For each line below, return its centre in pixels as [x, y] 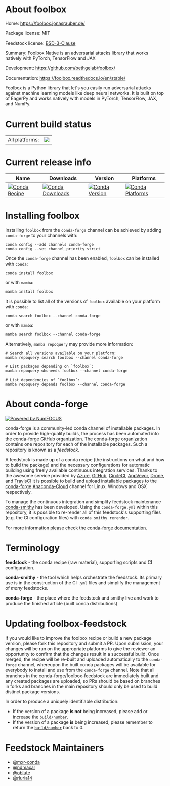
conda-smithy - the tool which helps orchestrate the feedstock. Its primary [84, 577]
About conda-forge [47, 404]
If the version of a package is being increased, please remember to [82, 722]
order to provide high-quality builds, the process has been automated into [82, 433]
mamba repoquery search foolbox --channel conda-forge [64, 358]
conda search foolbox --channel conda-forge [53, 316]
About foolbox [36, 9]
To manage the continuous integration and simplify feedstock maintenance [83, 501]
